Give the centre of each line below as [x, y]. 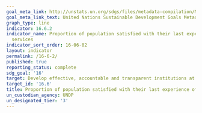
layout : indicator [29, 51]
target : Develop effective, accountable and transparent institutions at [101, 78]
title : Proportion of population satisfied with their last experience [98, 90]
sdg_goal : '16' [25, 73]
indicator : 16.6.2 [29, 28]
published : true [26, 62]
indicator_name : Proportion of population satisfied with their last [95, 34]
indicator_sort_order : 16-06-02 [47, 45]
